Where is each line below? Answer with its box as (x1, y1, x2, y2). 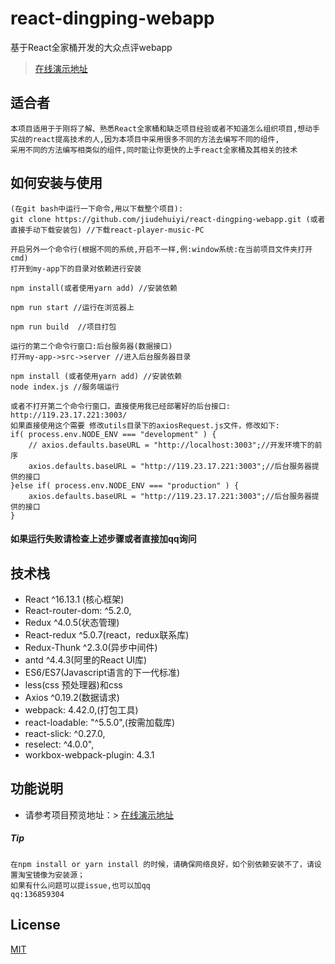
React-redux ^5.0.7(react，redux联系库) (24, 628, 190, 641)
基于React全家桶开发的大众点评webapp (10, 41, 173, 53)
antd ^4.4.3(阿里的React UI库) (24, 653, 148, 666)
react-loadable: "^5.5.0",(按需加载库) (24, 716, 175, 728)
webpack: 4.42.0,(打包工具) (24, 703, 139, 716)
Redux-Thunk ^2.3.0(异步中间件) (24, 641, 158, 653)
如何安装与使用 (10, 175, 103, 192)
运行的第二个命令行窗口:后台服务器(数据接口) (10, 341, 173, 351)
